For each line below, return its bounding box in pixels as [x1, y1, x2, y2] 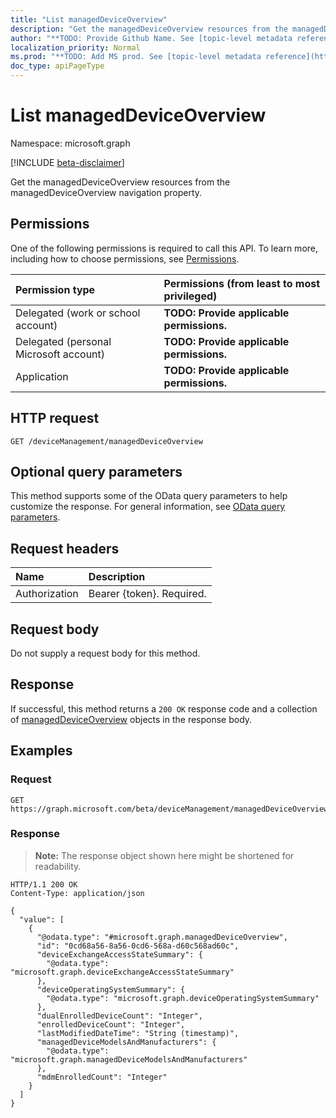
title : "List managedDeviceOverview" [10, 14, 168, 25]
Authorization [15, 587, 79, 601]
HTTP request [10, 410, 100, 427]
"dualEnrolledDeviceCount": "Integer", [36, 1011, 203, 1021]
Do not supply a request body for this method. [10, 647, 201, 659]
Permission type [15, 282, 96, 296]
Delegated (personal [15, 334, 112, 348]
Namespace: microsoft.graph [10, 137, 131, 149]
